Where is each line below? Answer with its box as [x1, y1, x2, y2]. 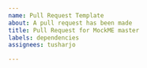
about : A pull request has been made [8, 19, 133, 27]
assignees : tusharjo [8, 41, 77, 49]
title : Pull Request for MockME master [8, 26, 140, 34]
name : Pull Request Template [8, 11, 104, 20]
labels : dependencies [8, 33, 80, 42]
